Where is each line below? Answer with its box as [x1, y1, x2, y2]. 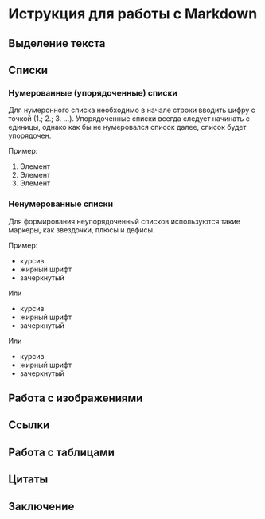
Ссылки [8, 419, 50, 432]
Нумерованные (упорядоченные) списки [8, 87, 177, 98]
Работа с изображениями [8, 391, 143, 404]
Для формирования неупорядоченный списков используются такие [8, 217, 241, 226]
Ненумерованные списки [8, 198, 114, 209]
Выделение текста [8, 37, 106, 50]
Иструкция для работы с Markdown [8, 5, 258, 23]
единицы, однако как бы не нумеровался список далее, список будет [8, 123, 247, 132]
